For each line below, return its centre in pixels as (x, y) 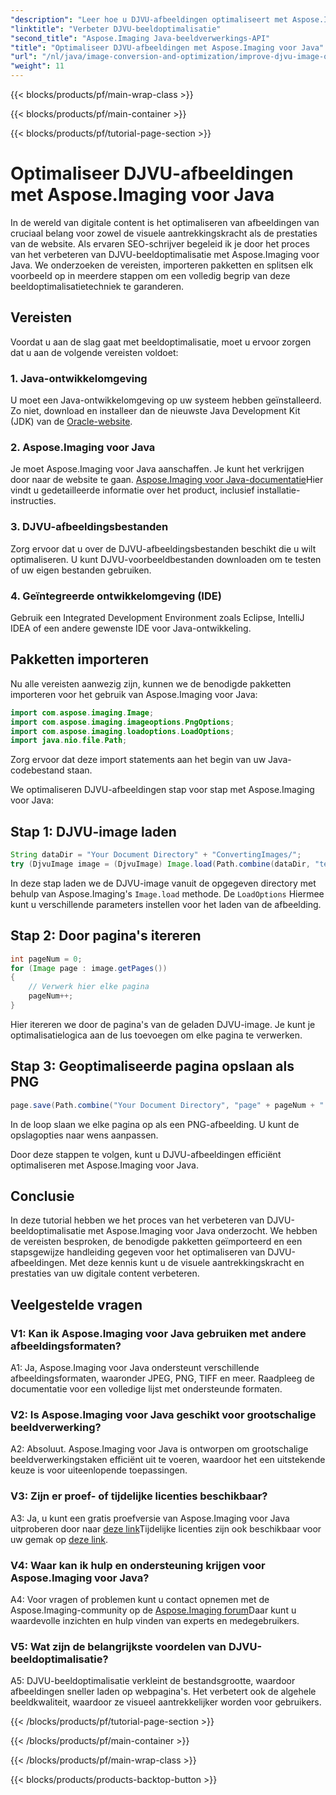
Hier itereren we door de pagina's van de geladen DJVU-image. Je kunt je (163, 1024)
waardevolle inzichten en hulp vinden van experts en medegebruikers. (155, 1620)
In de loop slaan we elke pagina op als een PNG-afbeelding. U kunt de (155, 1124)
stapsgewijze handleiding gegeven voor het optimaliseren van (138, 1252)
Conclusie (42, 1196)
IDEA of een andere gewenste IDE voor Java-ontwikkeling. (131, 628)
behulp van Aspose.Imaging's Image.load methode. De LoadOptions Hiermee (167, 893)
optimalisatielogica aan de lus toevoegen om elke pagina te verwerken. (156, 1035)
